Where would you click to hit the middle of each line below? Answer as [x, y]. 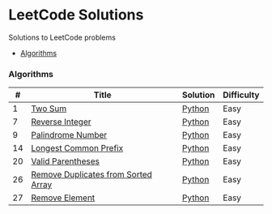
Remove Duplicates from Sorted [91, 174]
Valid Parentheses [65, 161]
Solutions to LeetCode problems [62, 37]
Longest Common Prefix [77, 148]
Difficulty [241, 95]
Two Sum [49, 109]
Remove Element [63, 198]
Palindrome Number [69, 135]
